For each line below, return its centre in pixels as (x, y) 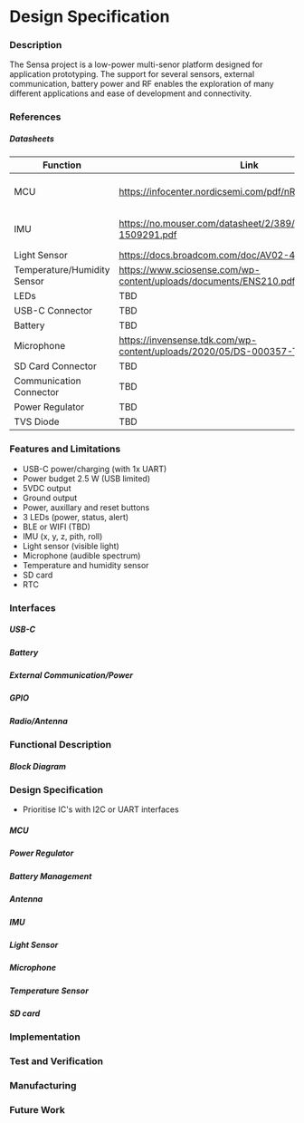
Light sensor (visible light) (71, 546)
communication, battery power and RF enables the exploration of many (142, 84)
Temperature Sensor (49, 991)
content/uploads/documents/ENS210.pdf (207, 281)
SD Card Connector (55, 366)
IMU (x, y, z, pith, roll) (62, 536)
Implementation (45, 1037)
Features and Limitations (65, 449)
